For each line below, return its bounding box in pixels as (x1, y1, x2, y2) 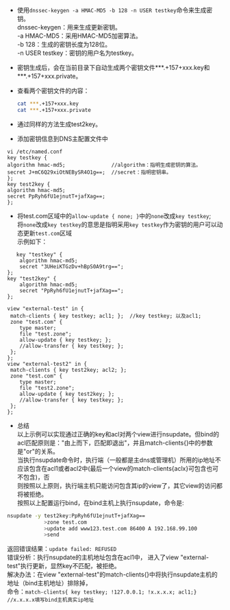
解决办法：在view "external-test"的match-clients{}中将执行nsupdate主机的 (7, 570, 218, 578)
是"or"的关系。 (16, 447, 60, 455)
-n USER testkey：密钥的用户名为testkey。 (16, 49, 138, 57)
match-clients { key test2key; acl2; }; (10, 366, 127, 373)
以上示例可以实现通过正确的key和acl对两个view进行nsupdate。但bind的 (16, 430, 220, 438)
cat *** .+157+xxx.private (16, 106, 91, 113)
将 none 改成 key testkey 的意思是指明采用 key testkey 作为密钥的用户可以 (16, 220, 217, 228)
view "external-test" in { (7, 305, 84, 312)
